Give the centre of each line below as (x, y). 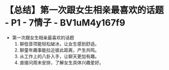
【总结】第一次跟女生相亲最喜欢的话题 (84, 10)
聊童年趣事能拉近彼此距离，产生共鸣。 (59, 50)
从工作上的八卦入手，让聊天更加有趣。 (59, 56)
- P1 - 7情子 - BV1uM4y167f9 (65, 23)
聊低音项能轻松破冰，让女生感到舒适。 (59, 43)
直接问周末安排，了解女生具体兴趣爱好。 (62, 62)
